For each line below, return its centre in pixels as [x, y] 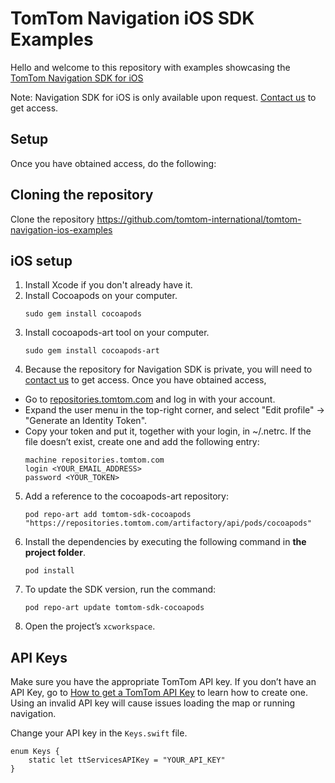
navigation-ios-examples [61, 229]
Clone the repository [52, 219]
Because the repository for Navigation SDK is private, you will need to [168, 369]
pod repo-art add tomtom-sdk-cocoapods [108, 515]
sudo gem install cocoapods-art [92, 351]
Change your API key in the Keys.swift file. [99, 733]
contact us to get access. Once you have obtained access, [145, 380]
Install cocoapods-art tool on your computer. [117, 333]
